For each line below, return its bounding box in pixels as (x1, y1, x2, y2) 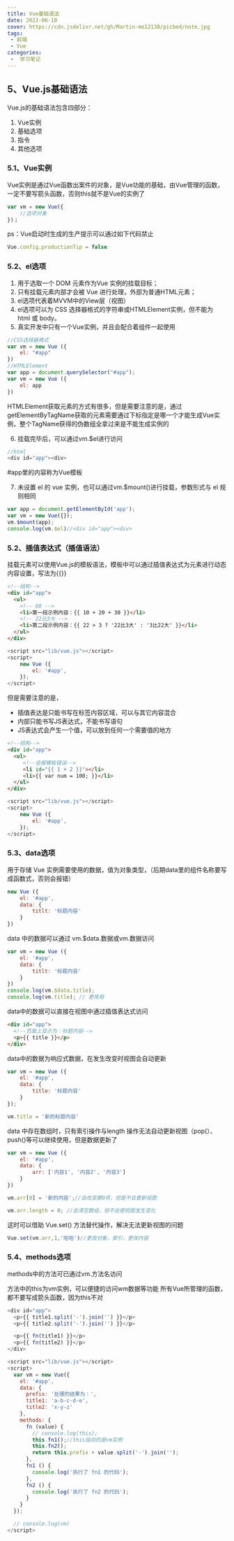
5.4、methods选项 (7, 1252, 71, 1262)
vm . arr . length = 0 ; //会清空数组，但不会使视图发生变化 (7, 1207, 156, 1214)
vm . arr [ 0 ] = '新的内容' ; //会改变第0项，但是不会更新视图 (7, 1194, 157, 1201)
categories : (7, 50, 42, 57)
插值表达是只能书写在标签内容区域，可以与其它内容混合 (17, 709, 176, 717)
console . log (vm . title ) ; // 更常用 (7, 994, 104, 1001)
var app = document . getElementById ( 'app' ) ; (7, 506, 136, 513)
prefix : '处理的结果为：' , (25, 1391, 97, 1398)
